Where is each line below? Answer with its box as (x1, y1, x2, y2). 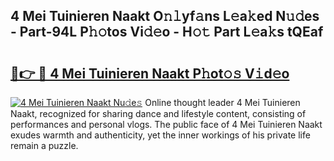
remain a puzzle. (10, 140, 79, 151)
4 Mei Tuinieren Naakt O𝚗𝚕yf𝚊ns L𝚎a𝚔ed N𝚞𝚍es (10, 8, 320, 25)
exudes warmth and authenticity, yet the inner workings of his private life (10, 129, 311, 141)
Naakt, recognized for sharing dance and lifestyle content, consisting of (10, 108, 307, 119)
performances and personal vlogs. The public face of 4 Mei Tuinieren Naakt (10, 119, 323, 130)
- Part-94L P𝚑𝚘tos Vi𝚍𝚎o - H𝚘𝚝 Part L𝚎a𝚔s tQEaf (10, 24, 324, 41)
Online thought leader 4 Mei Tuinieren (144, 97, 301, 108)
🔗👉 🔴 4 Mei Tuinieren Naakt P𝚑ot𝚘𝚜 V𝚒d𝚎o (10, 65, 290, 82)
